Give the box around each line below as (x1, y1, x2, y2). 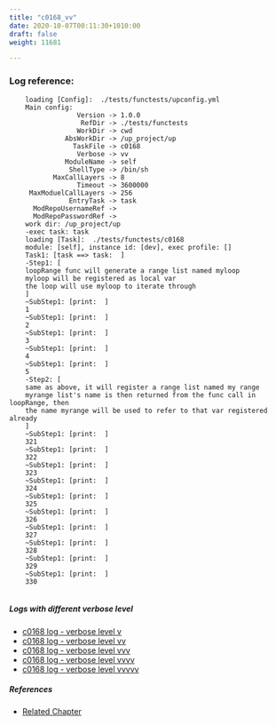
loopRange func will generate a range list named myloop (25, 266, 241, 275)
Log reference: (9, 75, 75, 87)
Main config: (25, 103, 74, 112)
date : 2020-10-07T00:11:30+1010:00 (9, 21, 141, 30)
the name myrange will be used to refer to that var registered (25, 406, 268, 415)
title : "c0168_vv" (9, 12, 77, 22)
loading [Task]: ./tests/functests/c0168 (25, 235, 185, 244)
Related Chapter (21, 706, 82, 717)
